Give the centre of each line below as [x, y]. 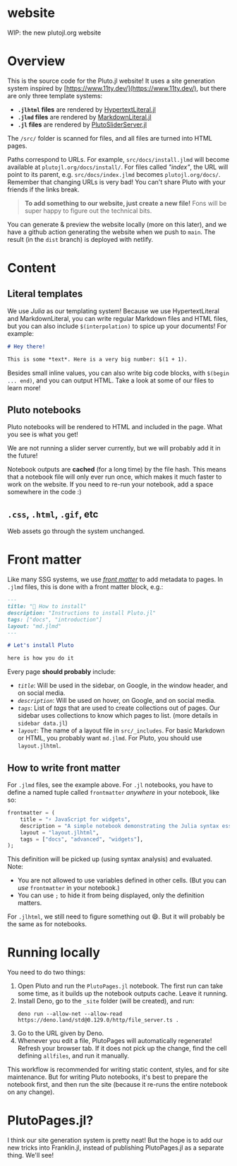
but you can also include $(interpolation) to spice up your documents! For [117, 326]
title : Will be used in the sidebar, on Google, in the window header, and [122, 686]
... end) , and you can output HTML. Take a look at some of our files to [111, 380]
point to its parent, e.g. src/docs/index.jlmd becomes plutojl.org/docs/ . [114, 174]
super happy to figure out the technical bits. [88, 211]
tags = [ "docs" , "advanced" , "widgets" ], [81, 839]
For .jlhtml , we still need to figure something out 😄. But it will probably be [116, 916]
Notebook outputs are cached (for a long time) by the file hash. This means [117, 470]
